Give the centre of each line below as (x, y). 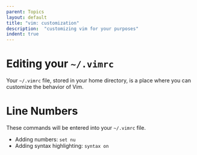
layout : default (27, 17)
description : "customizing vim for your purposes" (72, 29)
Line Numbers (42, 111)
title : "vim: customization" (43, 23)
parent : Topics (25, 12)
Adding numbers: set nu (45, 139)
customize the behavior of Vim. (45, 87)
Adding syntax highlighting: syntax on (62, 146)
